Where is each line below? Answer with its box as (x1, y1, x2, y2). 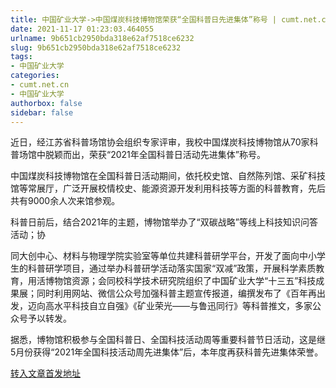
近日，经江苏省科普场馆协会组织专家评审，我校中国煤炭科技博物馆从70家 (10, 136, 310, 148)
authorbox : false (10, 98, 83, 108)
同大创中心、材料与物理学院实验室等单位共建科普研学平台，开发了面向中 (10, 250, 308, 262)
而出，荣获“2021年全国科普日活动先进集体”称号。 (62, 149, 266, 161)
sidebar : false (10, 107, 74, 118)
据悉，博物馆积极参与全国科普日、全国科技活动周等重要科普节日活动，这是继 (10, 334, 326, 346)
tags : (10, 52, 33, 62)
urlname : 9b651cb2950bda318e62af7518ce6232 (10, 33, 195, 43)
